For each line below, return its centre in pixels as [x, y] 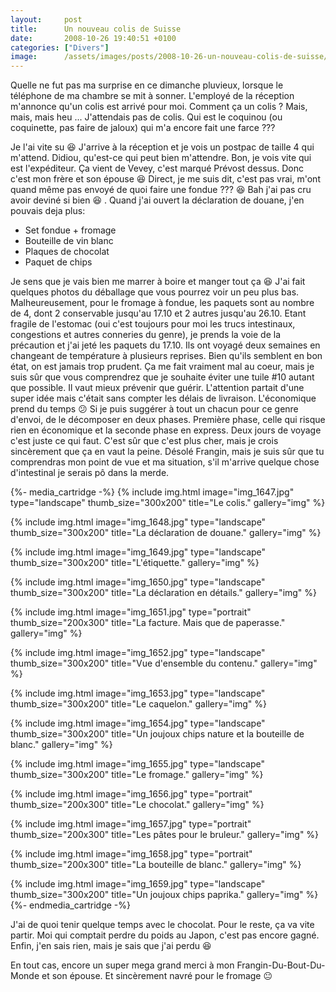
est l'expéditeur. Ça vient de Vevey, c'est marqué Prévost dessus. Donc [157, 168]
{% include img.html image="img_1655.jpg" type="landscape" [137, 764]
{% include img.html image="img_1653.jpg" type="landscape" [138, 693]
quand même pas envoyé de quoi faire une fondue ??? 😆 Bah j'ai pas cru [161, 190]
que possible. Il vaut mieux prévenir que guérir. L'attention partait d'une [157, 388]
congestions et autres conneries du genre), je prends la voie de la [146, 335]
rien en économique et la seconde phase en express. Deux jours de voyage [166, 430]
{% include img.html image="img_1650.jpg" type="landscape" [138, 582]
